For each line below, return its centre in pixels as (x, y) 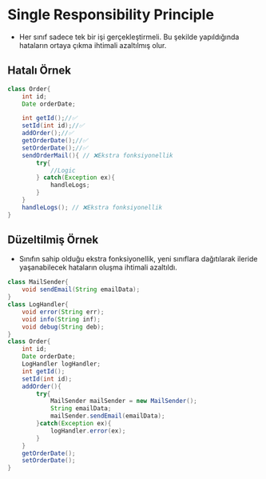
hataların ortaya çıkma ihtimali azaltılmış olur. (93, 45)
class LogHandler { (38, 305)
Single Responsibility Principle (111, 15)
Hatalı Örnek (39, 71)
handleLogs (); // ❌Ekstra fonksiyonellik (92, 207)
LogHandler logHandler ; (62, 364)
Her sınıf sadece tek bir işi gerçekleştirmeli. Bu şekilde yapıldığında (129, 37)
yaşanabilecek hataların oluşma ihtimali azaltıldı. (98, 267)
